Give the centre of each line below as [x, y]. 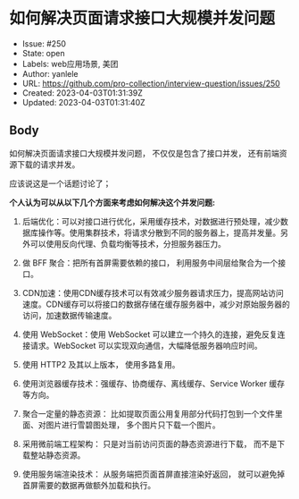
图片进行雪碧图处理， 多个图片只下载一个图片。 [133, 425]
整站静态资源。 [58, 455]
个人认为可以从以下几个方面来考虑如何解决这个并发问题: [112, 202]
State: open [43, 53]
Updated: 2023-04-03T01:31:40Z [83, 102]
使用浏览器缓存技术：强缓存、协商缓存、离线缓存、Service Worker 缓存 [154, 383]
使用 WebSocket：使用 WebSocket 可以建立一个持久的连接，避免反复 [150, 334]
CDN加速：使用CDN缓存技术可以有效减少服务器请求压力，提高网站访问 [153, 292]
